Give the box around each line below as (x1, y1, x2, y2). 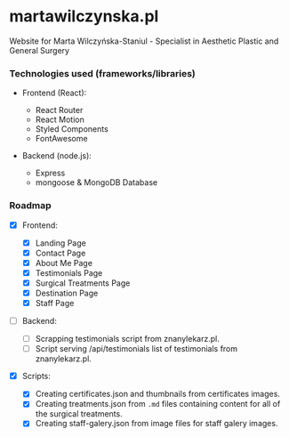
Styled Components (35, 124, 108, 134)
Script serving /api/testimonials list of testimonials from (35, 344, 238, 354)
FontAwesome (35, 134, 88, 144)
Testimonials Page (35, 267, 103, 278)
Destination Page (35, 287, 99, 298)
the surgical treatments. (35, 409, 123, 419)
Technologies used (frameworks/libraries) (9, 67, 196, 79)
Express (35, 167, 66, 179)
